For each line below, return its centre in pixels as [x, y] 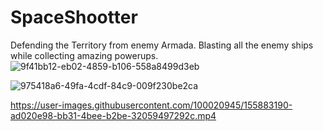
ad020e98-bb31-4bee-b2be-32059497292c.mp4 [113, 115]
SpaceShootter [74, 17]
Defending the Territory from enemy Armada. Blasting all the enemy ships [162, 45]
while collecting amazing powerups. [84, 55]
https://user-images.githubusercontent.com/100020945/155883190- [151, 105]
